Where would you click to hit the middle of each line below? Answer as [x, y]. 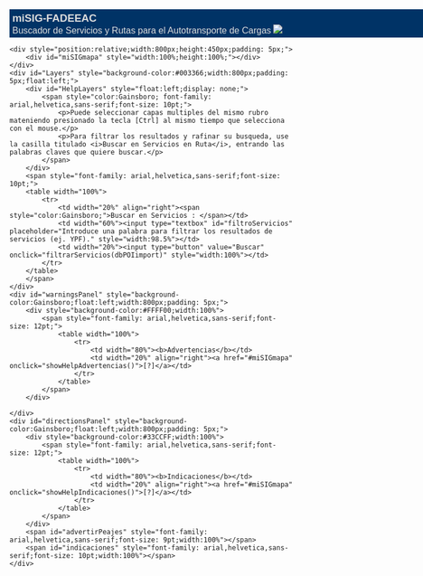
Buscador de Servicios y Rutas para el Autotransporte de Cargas [142, 30]
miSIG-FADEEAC [55, 18]
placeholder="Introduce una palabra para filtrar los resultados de [141, 231]
